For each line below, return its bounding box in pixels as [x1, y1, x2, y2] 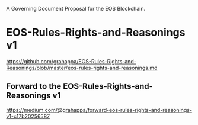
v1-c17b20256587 [6, 113, 50, 120]
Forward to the [6, 81, 62, 91]
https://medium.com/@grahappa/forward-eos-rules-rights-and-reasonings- [6, 106, 193, 113]
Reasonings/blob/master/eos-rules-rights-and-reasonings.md [6, 64, 158, 71]
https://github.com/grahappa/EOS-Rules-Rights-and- [6, 57, 136, 65]
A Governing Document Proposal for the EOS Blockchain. [6, 5, 146, 12]
